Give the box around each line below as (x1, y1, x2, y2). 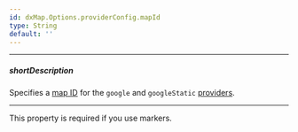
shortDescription (9, 65, 74, 75)
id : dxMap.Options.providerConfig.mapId (9, 12, 161, 22)
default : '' (9, 29, 53, 38)
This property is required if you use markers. (9, 113, 173, 124)
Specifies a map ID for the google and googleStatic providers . (9, 88, 235, 98)
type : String (9, 21, 58, 30)
